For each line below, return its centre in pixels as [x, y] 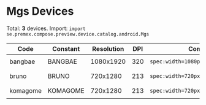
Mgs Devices [40, 11]
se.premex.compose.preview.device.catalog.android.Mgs [78, 34]
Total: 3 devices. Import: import [46, 28]
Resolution [108, 49]
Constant [66, 49]
